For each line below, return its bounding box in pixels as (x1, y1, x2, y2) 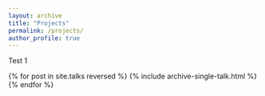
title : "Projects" (8, 19, 69, 27)
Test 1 (8, 56, 28, 66)
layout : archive (8, 11, 62, 20)
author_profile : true (8, 34, 81, 42)
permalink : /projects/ (8, 26, 84, 34)
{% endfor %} (8, 80, 54, 90)
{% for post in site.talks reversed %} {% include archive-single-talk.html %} (8, 71, 258, 81)
